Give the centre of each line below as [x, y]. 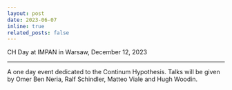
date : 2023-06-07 [32, 20]
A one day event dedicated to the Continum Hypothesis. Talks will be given [114, 72]
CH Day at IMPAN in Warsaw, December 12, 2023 [77, 52]
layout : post [26, 13]
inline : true [26, 26]
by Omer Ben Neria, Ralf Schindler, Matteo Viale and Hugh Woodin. [103, 79]
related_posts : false [38, 33]
